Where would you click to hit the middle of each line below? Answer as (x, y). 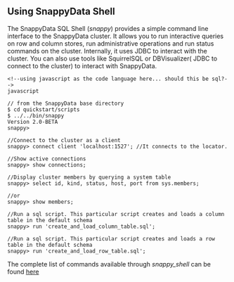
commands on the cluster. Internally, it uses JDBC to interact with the (107, 51)
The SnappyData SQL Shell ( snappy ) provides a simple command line (108, 28)
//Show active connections (47, 159)
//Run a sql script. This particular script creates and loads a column (116, 214)
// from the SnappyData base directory (66, 103)
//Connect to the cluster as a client (64, 140)
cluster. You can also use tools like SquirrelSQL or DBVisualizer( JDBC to (112, 58)
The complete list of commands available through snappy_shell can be (109, 264)
